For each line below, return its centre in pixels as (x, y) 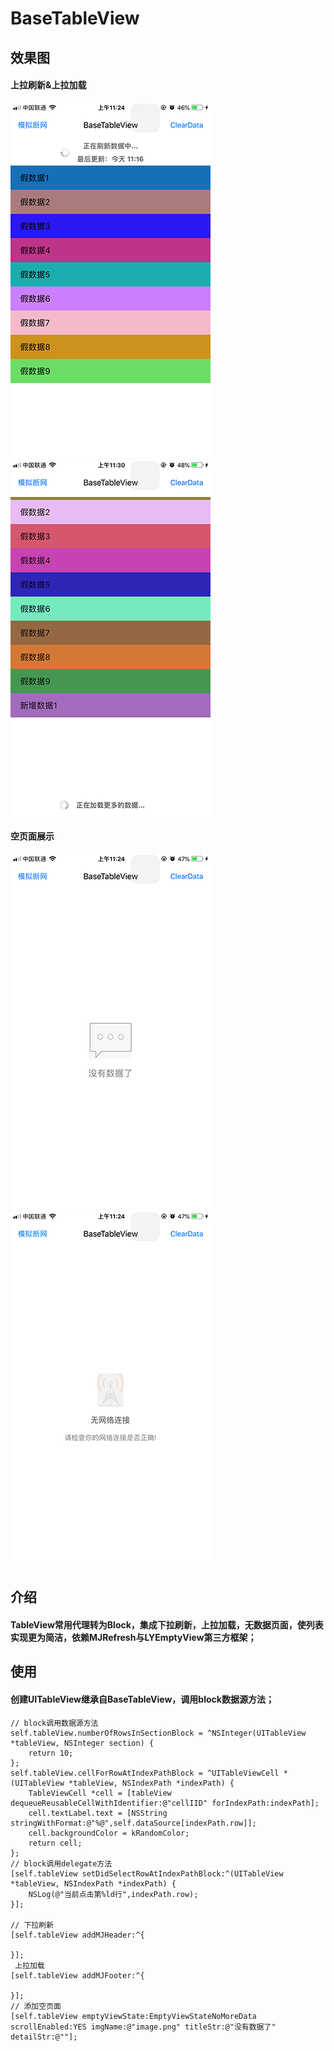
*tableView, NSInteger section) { (82, 1743)
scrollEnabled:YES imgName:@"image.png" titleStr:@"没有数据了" (143, 2027)
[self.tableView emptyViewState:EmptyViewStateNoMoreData (133, 2016)
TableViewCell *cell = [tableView (100, 1793)
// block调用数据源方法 (54, 1723)
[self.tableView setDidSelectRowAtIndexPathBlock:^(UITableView (147, 1873)
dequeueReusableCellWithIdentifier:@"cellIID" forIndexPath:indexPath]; (165, 1803)
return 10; (51, 1753)
